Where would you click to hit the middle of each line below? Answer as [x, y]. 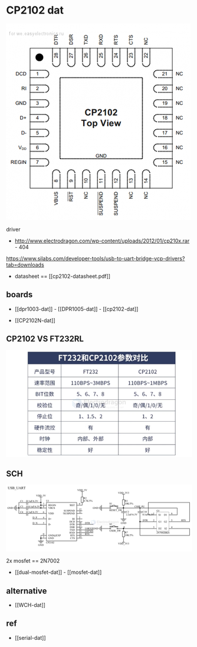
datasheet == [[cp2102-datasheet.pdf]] [63, 276]
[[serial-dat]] [30, 638]
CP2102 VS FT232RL [45, 339]
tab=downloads [25, 265]
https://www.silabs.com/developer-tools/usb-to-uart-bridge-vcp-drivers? [96, 258]
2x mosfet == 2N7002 [33, 561]
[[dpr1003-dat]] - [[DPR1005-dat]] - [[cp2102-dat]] [76, 309]
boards [19, 295]
